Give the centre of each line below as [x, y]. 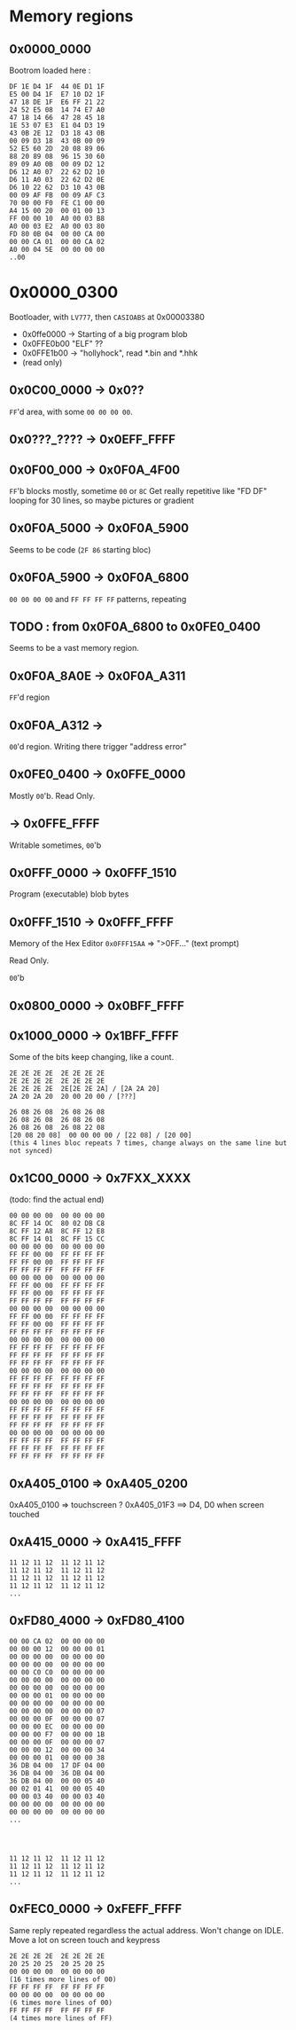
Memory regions [71, 16]
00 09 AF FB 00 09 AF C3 [57, 195]
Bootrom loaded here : [50, 70]
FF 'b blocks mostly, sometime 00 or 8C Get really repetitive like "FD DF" [138, 490]
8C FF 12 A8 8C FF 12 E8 [57, 1231]
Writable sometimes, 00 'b [55, 845]
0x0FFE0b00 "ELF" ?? [62, 343]
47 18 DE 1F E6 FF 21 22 [57, 102]
